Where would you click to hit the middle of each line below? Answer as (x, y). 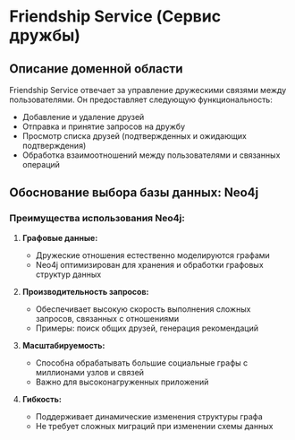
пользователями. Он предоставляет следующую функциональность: (141, 99)
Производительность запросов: (85, 291)
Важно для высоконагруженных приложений (122, 382)
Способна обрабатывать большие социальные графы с (142, 362)
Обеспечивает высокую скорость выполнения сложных (143, 309)
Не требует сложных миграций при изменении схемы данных (154, 426)
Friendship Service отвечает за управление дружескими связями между (148, 90)
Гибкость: (42, 399)
